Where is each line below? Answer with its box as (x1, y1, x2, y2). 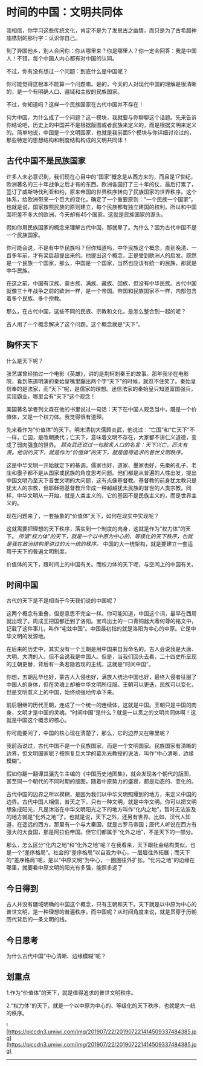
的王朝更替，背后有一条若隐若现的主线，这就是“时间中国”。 (6, 661, 154, 668)
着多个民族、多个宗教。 (6, 295, 65, 302)
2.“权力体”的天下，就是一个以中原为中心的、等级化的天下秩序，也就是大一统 (6, 1002, 196, 1009)
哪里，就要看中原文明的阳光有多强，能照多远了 (6, 864, 123, 871)
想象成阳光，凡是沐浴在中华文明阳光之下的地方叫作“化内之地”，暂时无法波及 (6, 806, 196, 813)
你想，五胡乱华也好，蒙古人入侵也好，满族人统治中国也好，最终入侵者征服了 (6, 673, 197, 681)
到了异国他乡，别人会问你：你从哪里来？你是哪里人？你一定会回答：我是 (6, 47, 186, 54)
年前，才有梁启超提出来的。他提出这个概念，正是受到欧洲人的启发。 (16, 252, 186, 259)
